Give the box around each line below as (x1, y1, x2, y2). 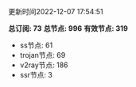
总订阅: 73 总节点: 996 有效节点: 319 (8, 24, 129, 33)
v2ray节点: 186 (19, 60, 69, 70)
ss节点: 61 (19, 40, 53, 50)
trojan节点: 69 (19, 51, 66, 59)
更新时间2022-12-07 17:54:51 (8, 7, 103, 16)
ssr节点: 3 (19, 70, 53, 79)
